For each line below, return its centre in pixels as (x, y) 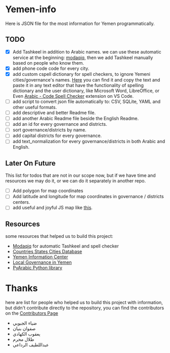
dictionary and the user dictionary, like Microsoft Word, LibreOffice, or (86, 91)
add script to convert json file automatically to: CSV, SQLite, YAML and (87, 101)
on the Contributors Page (32, 313)
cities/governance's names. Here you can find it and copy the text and (86, 79)
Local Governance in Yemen (42, 262)
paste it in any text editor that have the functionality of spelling (78, 85)
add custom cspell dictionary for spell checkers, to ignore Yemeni (81, 74)
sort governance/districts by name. (49, 130)
